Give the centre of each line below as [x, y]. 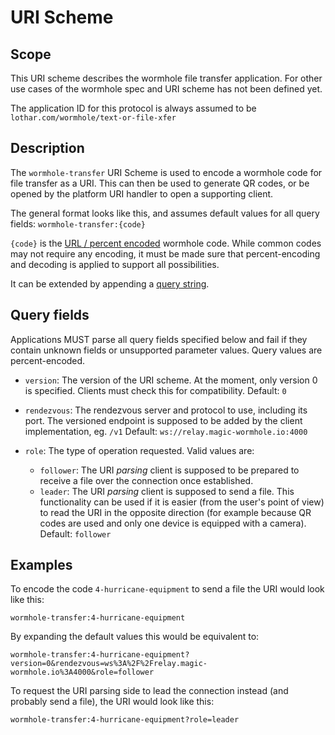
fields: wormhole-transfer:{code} [78, 223]
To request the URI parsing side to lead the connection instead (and [149, 691]
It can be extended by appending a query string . [110, 283]
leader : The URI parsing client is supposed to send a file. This [167, 491]
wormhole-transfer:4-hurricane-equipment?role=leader [125, 720]
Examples [41, 565]
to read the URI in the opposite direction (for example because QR [175, 512]
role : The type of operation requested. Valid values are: [139, 450]
